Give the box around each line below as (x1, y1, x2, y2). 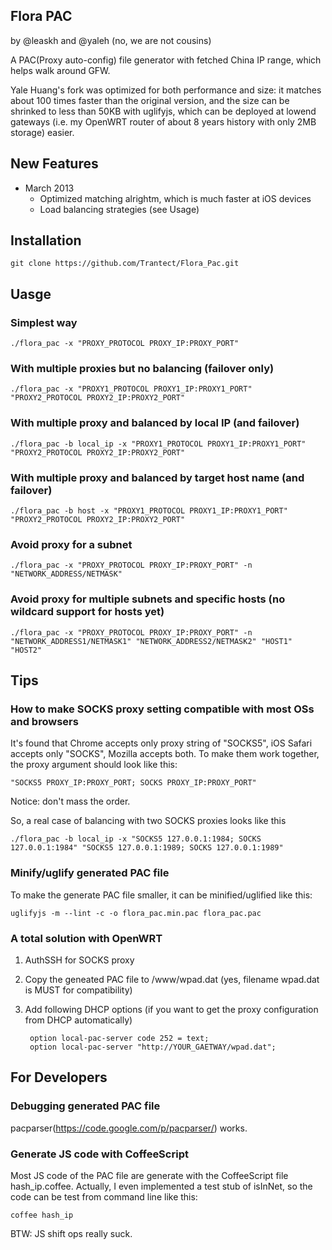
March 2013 (24, 182, 75, 194)
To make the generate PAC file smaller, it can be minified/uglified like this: (10, 889, 313, 901)
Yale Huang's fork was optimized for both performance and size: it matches (10, 84, 322, 96)
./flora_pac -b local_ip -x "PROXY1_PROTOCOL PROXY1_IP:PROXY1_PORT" (10, 439, 307, 449)
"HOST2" (10, 645, 43, 655)
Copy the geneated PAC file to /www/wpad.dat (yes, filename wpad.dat (24, 973, 320, 985)
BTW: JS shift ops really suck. (10, 1227, 133, 1239)
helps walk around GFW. (10, 64, 111, 76)
